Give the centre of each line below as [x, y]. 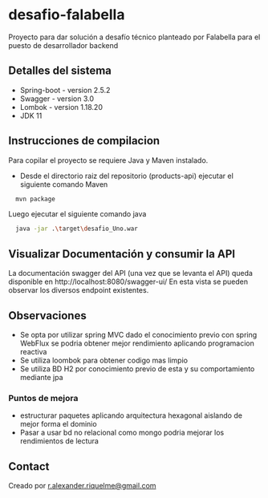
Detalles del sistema [60, 71]
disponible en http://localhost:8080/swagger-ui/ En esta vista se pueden [128, 281]
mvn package [36, 199]
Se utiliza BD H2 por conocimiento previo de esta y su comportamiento [137, 368]
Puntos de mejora [43, 398]
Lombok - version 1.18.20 [61, 107]
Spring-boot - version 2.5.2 [65, 90]
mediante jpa [41, 377]
